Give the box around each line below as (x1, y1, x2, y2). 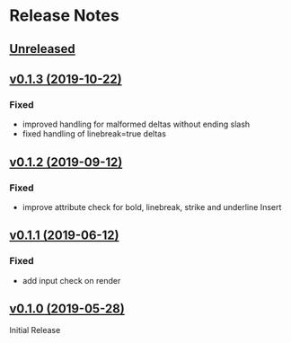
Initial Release (9, 325, 61, 336)
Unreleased (9, 41, 76, 57)
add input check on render (22, 275, 121, 286)
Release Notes (9, 5, 119, 26)
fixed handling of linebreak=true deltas (22, 128, 166, 139)
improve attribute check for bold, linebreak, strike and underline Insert (22, 201, 282, 212)
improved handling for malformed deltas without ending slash (22, 119, 251, 130)
